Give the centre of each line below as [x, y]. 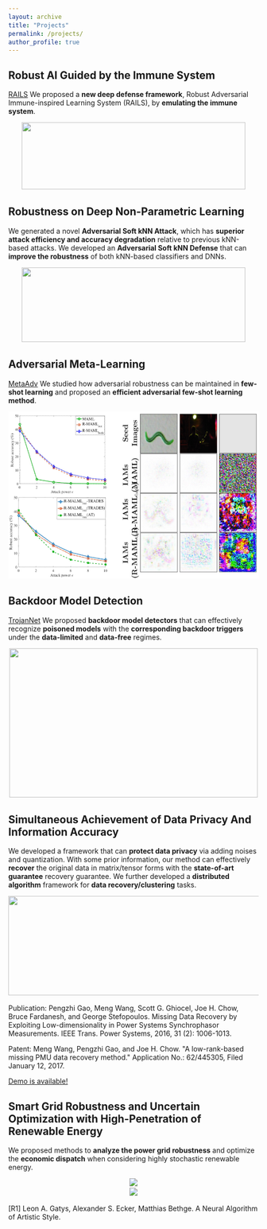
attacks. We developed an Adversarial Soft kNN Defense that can [139, 247]
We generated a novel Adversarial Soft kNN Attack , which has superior [126, 231]
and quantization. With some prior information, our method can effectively [130, 860]
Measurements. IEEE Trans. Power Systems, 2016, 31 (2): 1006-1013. [120, 1033]
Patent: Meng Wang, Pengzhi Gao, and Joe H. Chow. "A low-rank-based [126, 1049]
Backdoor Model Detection [75, 601]
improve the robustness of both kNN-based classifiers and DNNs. [117, 256]
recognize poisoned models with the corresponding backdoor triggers [126, 628]
